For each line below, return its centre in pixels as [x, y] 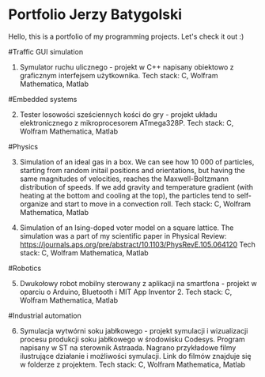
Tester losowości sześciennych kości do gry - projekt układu [118, 114]
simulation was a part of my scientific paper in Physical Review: [123, 236]
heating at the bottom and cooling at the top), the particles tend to [127, 195]
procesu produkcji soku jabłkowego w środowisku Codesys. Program [132, 339]
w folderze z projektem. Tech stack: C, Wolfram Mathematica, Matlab [132, 364]
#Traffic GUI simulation [46, 51]
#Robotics [25, 268]
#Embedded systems [43, 99]
